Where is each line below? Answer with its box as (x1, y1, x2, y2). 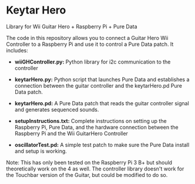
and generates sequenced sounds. (14, 106, 99, 113)
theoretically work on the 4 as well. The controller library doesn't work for (6, 165, 184, 172)
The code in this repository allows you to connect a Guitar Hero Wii (6, 34, 169, 41)
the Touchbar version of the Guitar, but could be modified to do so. (6, 171, 168, 178)
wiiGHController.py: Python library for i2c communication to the (14, 58, 171, 65)
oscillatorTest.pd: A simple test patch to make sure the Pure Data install (14, 141, 190, 148)
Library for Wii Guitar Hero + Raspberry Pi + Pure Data (6, 23, 137, 30)
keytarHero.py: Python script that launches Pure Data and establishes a (14, 76, 190, 83)
